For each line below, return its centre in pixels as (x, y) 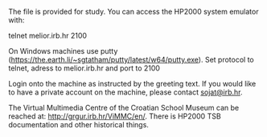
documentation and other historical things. (78, 125)
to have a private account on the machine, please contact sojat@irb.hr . (125, 92)
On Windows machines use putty (63, 51)
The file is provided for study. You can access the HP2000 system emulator (133, 12)
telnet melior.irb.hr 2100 (47, 36)
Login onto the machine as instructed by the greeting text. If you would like (132, 84)
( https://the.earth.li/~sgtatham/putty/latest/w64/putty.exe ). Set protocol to (131, 60)
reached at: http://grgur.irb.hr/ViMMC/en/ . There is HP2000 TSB (115, 116)
